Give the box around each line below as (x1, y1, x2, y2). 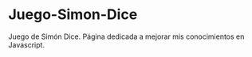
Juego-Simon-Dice (8, 6, 138, 24)
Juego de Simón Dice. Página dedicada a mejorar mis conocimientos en (8, 32, 245, 41)
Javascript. (8, 40, 45, 49)
